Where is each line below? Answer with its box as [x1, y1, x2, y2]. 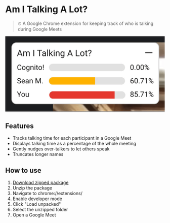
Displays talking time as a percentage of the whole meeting [12, 141, 137, 147]
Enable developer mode [12, 196, 62, 202]
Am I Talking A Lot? [5, 4, 88, 15]
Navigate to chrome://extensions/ [12, 190, 82, 197]
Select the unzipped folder [12, 207, 68, 213]
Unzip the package [12, 185, 52, 191]
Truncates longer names [12, 151, 64, 157]
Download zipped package [12, 179, 69, 186]
